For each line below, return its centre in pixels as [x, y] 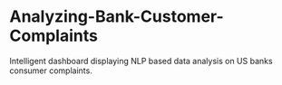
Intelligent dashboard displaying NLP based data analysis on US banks [141, 61]
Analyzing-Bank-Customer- [117, 17]
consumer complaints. [51, 71]
